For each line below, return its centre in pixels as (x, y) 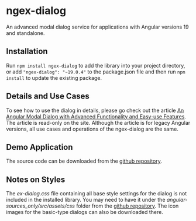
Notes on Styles (36, 179)
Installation (27, 52)
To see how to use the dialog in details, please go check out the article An (95, 110)
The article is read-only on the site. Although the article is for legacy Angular (98, 122)
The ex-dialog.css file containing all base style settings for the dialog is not (97, 194)
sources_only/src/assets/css (40, 206)
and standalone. (25, 33)
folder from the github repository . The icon (127, 206)
